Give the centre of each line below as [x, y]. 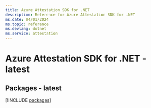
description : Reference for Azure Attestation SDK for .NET [70, 15]
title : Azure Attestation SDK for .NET [48, 10]
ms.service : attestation [32, 33]
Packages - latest [34, 88]
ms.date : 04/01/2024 [27, 19]
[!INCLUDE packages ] [28, 100]
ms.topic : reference [27, 24]
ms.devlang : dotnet [26, 29]
